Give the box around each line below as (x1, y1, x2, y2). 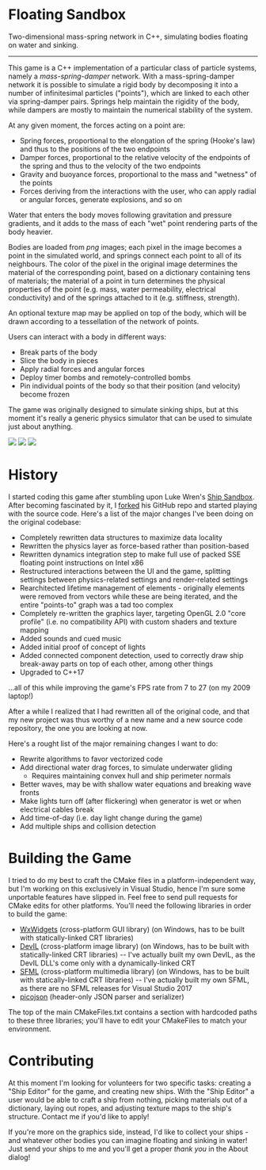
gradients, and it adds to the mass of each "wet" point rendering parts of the (8, 218, 258, 227)
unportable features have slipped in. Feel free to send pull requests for (8, 892, 238, 901)
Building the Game (8, 850, 132, 867)
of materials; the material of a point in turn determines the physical (8, 276, 226, 285)
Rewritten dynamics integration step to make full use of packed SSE (19, 549, 241, 559)
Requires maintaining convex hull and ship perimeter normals (31, 770, 231, 780)
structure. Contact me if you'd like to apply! (8, 1111, 150, 1121)
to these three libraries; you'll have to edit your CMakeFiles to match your (8, 1015, 248, 1025)
